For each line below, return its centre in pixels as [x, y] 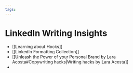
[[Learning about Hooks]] [37, 47]
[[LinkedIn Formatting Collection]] [46, 51]
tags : [10, 9]
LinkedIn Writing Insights [56, 33]
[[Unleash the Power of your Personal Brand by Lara [64, 57]
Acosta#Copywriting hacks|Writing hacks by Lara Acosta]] [70, 62]
